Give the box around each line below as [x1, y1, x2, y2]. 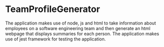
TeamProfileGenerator [5, 3, 100, 15]
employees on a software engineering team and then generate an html [5, 25, 150, 31]
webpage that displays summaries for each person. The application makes [5, 30, 159, 36]
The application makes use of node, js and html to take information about [5, 20, 156, 26]
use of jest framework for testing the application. [5, 36, 106, 42]
